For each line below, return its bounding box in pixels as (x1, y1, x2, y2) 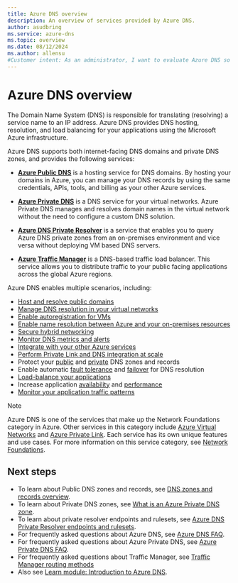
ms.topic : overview (7, 37, 65, 44)
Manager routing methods (17, 560, 94, 568)
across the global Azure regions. (17, 270, 114, 278)
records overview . (17, 492, 71, 501)
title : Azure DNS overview (7, 10, 87, 18)
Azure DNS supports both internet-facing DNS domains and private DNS (7, 147, 220, 155)
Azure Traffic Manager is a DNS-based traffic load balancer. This (17, 255, 211, 263)
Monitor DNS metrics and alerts (17, 335, 110, 343)
